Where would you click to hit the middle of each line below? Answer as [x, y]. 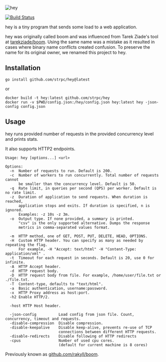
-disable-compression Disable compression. [56, 323]
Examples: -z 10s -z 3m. [44, 214]
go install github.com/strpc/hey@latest [48, 80]
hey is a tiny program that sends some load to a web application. [71, 27]
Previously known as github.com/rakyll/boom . [52, 354]
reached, [14, 201]
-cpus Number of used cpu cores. [62, 341]
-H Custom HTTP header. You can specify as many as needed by [76, 240]
